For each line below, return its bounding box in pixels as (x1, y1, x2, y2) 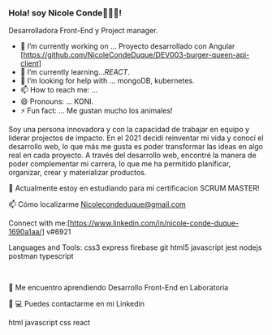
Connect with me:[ (8, 218, 71, 228)
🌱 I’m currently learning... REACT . (19, 67, 130, 77)
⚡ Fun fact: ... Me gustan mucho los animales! (19, 105, 173, 116)
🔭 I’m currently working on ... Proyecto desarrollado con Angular (19, 41, 235, 51)
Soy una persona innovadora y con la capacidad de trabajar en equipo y (8, 125, 250, 135)
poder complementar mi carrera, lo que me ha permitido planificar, (8, 159, 231, 169)
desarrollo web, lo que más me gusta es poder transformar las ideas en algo (8, 142, 264, 152)
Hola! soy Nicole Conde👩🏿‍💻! (8, 7, 122, 19)
